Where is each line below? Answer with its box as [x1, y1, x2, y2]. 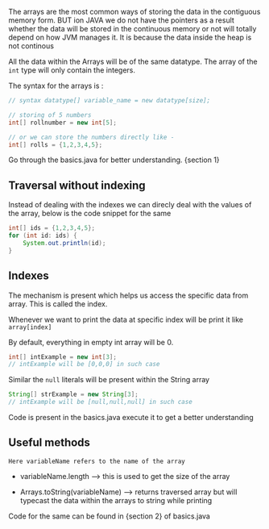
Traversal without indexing [8, 178, 147, 192]
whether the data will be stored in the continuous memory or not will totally [8, 24, 257, 33]
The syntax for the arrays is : [8, 81, 104, 90]
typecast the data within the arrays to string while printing [19, 495, 213, 505]
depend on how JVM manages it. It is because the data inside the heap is [8, 32, 252, 42]
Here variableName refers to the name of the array [8, 457, 185, 465]
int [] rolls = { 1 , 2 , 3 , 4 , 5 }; [8, 140, 103, 148]
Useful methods [8, 435, 91, 450]
